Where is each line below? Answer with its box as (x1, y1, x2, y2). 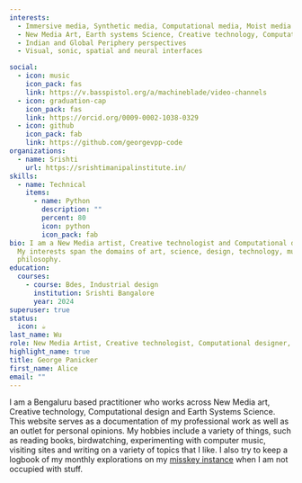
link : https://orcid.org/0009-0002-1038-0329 (25, 113, 200, 122)
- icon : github (17, 121, 75, 130)
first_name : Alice (9, 363, 78, 373)
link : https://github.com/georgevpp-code (25, 139, 182, 148)
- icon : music (17, 71, 70, 81)
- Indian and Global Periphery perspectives (17, 38, 187, 48)
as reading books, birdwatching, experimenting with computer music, (9, 435, 267, 446)
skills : (9, 172, 39, 181)
